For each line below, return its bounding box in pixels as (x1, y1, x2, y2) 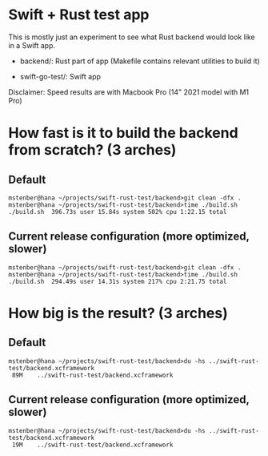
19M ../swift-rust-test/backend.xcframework (11, 441, 174, 449)
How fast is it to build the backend (8, 124, 238, 142)
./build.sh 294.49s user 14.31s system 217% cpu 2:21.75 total (8, 277, 227, 285)
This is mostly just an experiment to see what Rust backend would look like (8, 32, 256, 42)
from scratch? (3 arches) (8, 141, 177, 159)
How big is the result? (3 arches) (8, 304, 228, 322)
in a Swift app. (8, 40, 56, 50)
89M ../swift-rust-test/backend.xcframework (11, 371, 174, 379)
